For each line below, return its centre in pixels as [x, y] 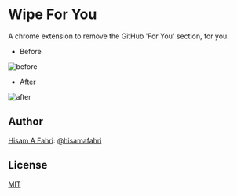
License [28, 165]
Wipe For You [53, 15]
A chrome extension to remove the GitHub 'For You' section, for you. [118, 36]
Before [30, 51]
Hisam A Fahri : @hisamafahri [55, 140]
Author [26, 122]
